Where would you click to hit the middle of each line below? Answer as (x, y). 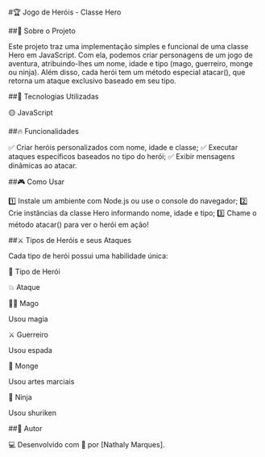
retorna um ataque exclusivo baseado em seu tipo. (93, 81)
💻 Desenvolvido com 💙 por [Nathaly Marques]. (87, 444)
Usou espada (30, 350)
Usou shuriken (32, 413)
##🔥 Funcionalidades (43, 131)
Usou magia (28, 319)
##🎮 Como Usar (37, 182)
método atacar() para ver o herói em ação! (79, 224)
